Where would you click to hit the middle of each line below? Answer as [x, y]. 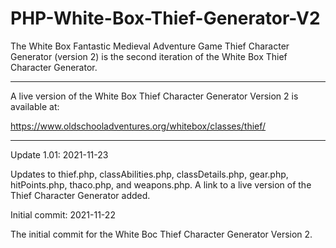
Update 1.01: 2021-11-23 [59, 154]
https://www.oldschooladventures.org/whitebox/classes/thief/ [138, 126]
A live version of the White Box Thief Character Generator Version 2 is [154, 96]
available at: [35, 106]
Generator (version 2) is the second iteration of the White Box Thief [149, 56]
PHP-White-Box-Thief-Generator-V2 [165, 18]
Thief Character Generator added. [80, 195]
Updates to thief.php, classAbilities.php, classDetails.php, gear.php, [149, 174]
